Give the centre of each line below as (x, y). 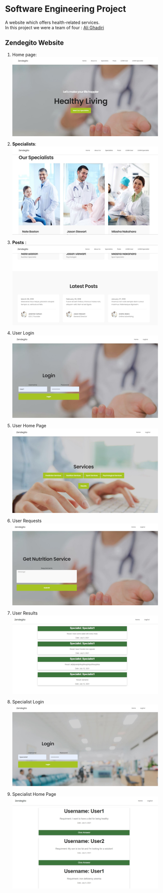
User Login (23, 333)
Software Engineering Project (65, 9)
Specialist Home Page (34, 794)
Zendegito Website (34, 43)
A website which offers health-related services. (52, 22)
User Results (25, 613)
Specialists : (24, 144)
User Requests (27, 521)
